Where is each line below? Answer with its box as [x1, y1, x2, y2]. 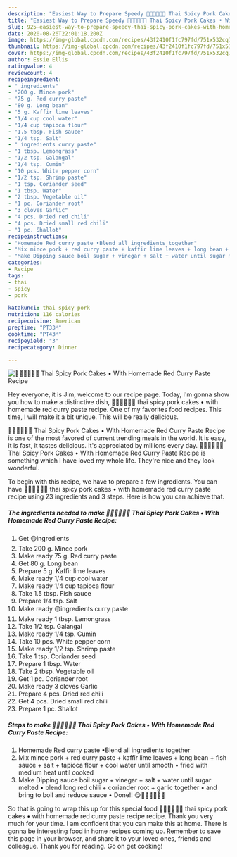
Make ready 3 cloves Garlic [18, 682, 98, 691]
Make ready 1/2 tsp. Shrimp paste [18, 645, 116, 653]
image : [8, 37, 27, 44]
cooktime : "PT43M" [8, 330, 62, 338]
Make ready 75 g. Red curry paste [18, 552, 117, 561]
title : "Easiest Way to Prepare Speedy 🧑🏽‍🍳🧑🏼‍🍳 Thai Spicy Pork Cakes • [8, 17, 222, 24]
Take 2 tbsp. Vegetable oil [18, 667, 94, 676]
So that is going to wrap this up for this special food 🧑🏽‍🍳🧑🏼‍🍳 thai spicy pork [8, 804, 228, 813]
